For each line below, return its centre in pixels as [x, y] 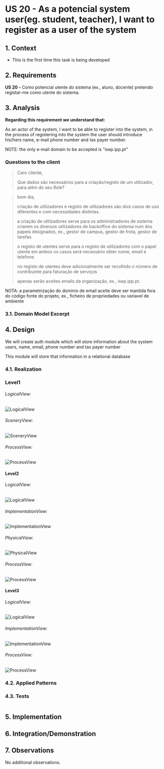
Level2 [12, 473]
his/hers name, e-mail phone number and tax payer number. [66, 140]
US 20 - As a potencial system [68, 9]
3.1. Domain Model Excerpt [37, 314]
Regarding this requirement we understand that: [55, 119]
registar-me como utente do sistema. [42, 92]
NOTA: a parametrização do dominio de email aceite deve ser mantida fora [80, 291]
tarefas [24, 237]
